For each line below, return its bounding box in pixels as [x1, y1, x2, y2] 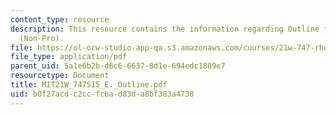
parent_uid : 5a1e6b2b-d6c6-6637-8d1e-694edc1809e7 [10, 61, 226, 71]
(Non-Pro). [19, 33, 65, 43]
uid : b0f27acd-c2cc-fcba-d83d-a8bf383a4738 [10, 89, 195, 99]
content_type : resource [10, 14, 110, 25]
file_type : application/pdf [10, 52, 128, 62]
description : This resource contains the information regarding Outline [10, 24, 320, 34]
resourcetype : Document [10, 71, 110, 81]
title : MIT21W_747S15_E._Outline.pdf [10, 80, 168, 90]
